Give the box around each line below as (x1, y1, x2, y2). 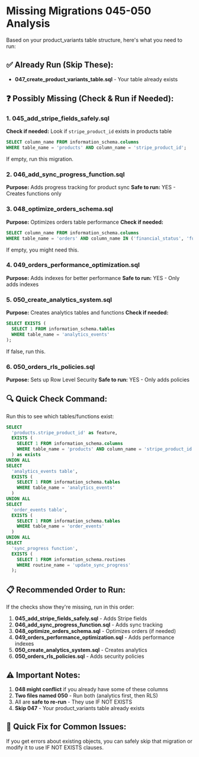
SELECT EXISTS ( (6, 320, 46, 327)
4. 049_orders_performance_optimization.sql (6, 261, 140, 269)
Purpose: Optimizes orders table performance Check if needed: (6, 218, 164, 225)
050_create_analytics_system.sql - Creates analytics (14, 647, 147, 654)
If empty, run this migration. (6, 155, 74, 163)
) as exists (11, 452, 41, 458)
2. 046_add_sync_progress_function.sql (6, 170, 125, 179)
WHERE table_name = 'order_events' (17, 523, 105, 529)
